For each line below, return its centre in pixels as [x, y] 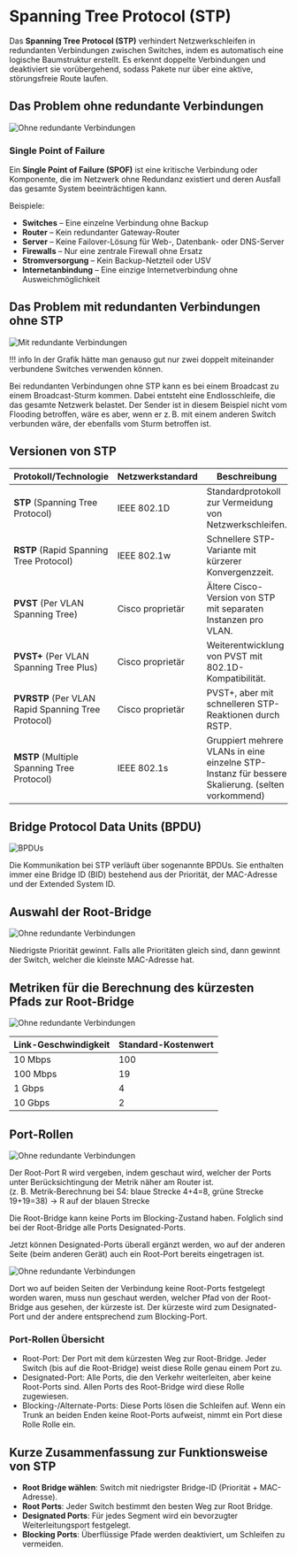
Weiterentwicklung [245, 645]
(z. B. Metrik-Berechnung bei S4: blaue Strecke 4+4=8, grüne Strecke [136, 1191]
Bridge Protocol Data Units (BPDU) [105, 827]
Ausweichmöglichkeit [61, 280]
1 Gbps [29, 1089]
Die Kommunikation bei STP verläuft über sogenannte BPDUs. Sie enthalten [147, 866]
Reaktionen [230, 714]
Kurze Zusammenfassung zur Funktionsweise [138, 1452]
